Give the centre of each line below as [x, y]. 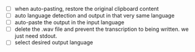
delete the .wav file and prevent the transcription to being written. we [101, 29]
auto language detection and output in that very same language [94, 16]
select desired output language [54, 42]
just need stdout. [36, 36]
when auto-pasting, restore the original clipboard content [87, 9]
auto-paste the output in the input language [69, 22]
